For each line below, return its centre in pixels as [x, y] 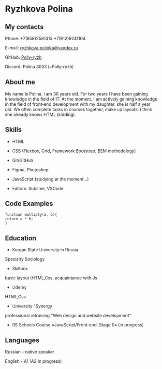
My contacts [24, 27]
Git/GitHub [22, 160]
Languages [22, 340]
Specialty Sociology [25, 259]
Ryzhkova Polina [39, 9]
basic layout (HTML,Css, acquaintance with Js [51, 278]
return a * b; [19, 219]
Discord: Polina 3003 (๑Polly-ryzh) [39, 67]
